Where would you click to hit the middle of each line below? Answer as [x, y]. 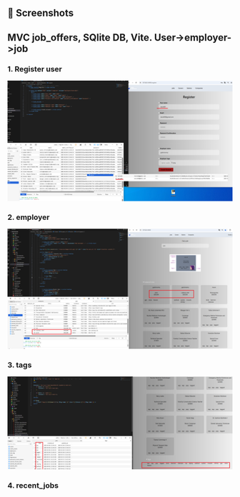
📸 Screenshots [41, 13]
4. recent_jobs [33, 485]
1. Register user [35, 69]
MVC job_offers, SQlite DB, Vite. [80, 37]
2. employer [29, 217]
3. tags [20, 365]
